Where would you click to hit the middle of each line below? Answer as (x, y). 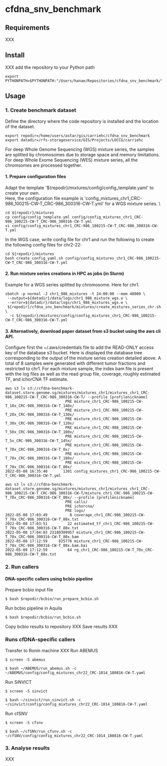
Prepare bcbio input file (29, 590)
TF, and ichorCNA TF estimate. (37, 379)
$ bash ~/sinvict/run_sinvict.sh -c (43, 700)
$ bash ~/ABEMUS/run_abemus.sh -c (41, 668)
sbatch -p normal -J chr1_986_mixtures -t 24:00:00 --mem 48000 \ (75, 294)
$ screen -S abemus (25, 660)
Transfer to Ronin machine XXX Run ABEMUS (52, 650)
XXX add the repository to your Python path (50, 67)
